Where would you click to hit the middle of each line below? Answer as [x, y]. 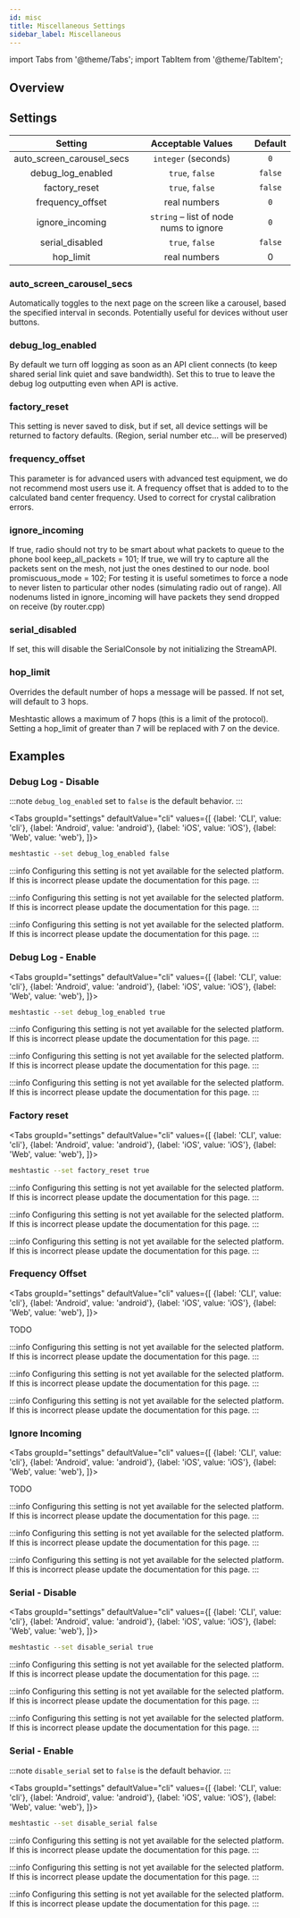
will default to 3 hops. [49, 701]
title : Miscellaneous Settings [67, 26]
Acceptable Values [192, 143]
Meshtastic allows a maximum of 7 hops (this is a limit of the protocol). [139, 718]
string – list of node [192, 216]
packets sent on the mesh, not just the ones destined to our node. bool [139, 569]
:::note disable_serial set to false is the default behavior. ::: [120, 1770]
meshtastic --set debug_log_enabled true [87, 1012]
